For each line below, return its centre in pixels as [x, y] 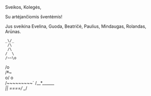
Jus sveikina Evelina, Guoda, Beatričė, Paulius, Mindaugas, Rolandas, [76, 26]
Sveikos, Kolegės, [23, 7]
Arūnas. [13, 31]
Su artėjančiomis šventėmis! [34, 17]
